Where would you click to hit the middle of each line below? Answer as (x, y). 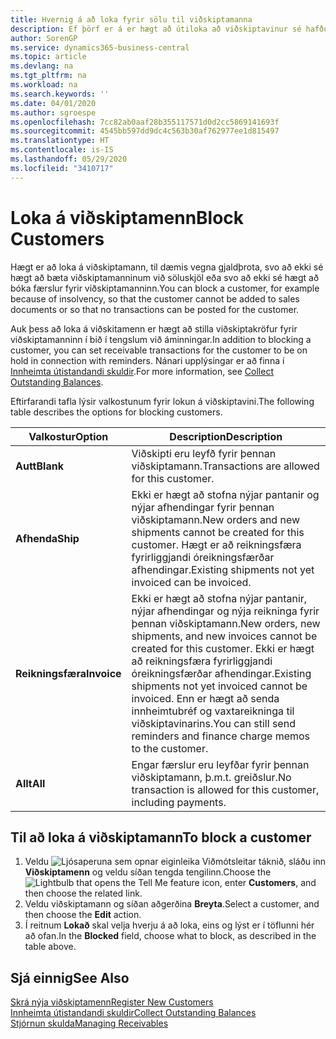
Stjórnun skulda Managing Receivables (89, 1023)
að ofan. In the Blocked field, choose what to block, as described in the (170, 936)
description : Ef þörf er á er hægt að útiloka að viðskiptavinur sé (156, 29)
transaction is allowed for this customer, (225, 789)
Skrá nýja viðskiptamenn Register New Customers (112, 1002)
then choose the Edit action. (83, 915)
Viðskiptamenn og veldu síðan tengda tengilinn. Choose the (148, 872)
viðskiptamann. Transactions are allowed (225, 466)
